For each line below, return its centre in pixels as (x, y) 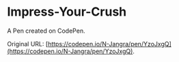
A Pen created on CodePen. (46, 31)
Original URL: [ (28, 44)
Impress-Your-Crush (67, 12)
